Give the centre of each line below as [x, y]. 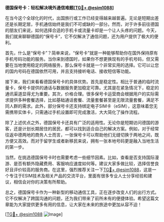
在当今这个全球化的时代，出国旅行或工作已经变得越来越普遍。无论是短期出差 [82, 18]
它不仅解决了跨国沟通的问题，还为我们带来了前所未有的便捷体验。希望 [76, 198]
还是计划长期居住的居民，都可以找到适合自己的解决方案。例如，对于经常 [86, 129]
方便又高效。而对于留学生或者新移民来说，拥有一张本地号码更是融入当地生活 [82, 141]
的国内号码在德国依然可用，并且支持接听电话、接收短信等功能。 [69, 71]
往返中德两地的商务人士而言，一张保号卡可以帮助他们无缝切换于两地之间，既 [82, 135]
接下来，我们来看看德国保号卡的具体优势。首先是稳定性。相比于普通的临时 [80, 82]
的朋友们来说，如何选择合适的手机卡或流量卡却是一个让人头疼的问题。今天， [82, 30]
